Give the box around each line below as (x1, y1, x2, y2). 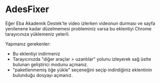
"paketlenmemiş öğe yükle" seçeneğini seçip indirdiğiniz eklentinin (12, 67, 152, 73)
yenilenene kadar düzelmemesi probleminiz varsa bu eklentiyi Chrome (5, 25, 152, 31)
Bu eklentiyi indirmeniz (12, 51, 60, 57)
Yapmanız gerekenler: (5, 40, 51, 47)
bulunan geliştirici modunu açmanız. (12, 61, 89, 67)
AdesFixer (5, 4, 50, 15)
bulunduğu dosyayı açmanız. (12, 72, 73, 78)
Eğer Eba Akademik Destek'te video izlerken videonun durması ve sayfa (5, 20, 155, 26)
